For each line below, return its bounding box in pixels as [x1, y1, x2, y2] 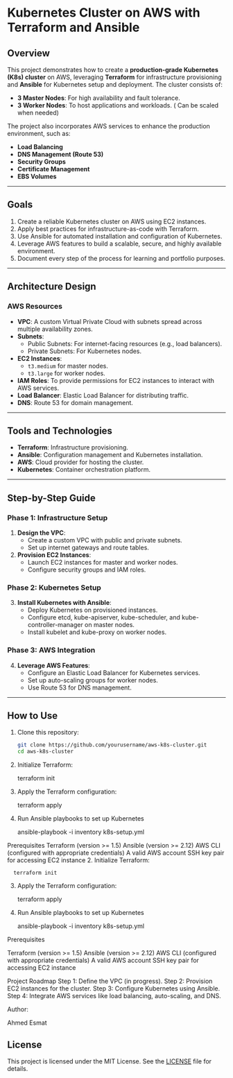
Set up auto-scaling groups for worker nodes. [27, 676, 158, 684]
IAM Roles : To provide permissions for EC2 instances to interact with [17, 376, 215, 384]
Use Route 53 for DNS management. [27, 683, 132, 692]
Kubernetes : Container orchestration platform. [17, 465, 151, 474]
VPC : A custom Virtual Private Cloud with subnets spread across [17, 317, 202, 325]
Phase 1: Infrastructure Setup [7, 513, 108, 522]
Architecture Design [7, 281, 96, 293]
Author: [7, 1005, 29, 1013]
